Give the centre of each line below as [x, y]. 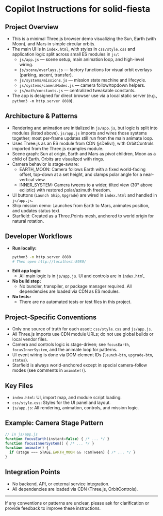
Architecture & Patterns [41, 116]
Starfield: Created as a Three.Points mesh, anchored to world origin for [83, 216]
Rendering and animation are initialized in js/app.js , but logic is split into [85, 128]
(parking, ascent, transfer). [46, 75]
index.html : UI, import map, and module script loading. [67, 397]
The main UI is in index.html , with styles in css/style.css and [73, 49]
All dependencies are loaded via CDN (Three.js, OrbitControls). [75, 489]
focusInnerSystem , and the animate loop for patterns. [65, 350]
